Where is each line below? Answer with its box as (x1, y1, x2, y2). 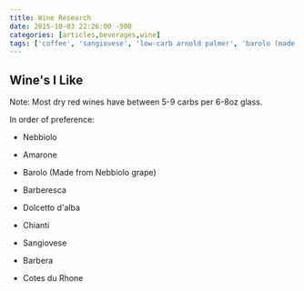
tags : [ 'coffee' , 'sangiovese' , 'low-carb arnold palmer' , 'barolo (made (9, 38, 296, 48)
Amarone (22, 149, 57, 160)
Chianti (22, 220, 50, 231)
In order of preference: (9, 115, 96, 125)
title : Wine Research (9, 13, 92, 23)
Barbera (22, 256, 54, 266)
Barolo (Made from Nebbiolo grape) (22, 167, 157, 178)
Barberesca (22, 185, 66, 196)
